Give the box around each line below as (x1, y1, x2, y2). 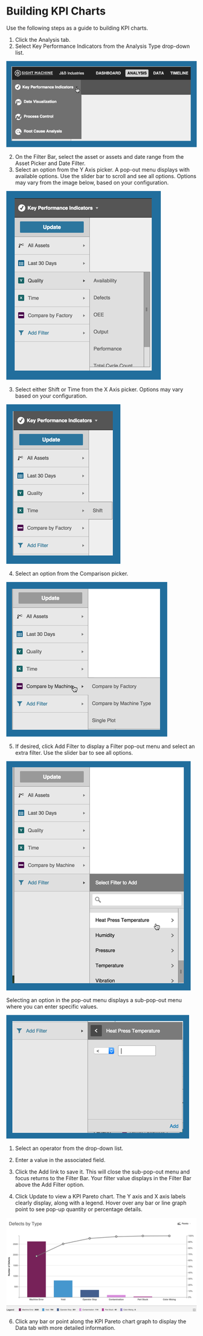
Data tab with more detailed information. (14, 1324, 116, 1331)
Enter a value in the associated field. (14, 1156, 106, 1163)
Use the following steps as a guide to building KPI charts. (6, 24, 149, 32)
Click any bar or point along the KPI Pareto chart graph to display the (14, 1317, 187, 1325)
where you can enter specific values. (6, 1003, 98, 1010)
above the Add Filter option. (14, 1181, 85, 1188)
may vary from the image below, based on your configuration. (14, 179, 169, 186)
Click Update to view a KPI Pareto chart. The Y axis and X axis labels (14, 1192, 186, 1200)
